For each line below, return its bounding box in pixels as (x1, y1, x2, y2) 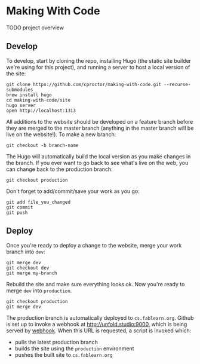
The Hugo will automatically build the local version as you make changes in (6, 152, 191, 160)
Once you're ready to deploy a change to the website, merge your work (6, 241, 182, 249)
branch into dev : (6, 248, 46, 255)
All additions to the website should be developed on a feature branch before (6, 118, 193, 125)
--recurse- (164, 81, 191, 87)
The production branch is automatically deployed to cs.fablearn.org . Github (6, 314, 194, 321)
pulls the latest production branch (14, 338, 99, 345)
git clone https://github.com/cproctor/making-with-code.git (6, 81, 162, 87)
